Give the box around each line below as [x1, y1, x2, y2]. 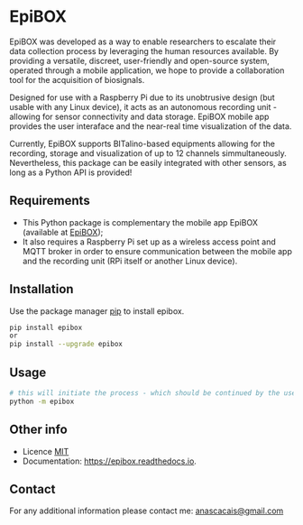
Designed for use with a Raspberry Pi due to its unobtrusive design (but [9, 92, 275, 103]
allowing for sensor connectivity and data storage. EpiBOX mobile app [9, 111, 270, 122]
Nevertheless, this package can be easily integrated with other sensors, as [9, 157, 287, 168]
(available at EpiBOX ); [22, 226, 104, 237]
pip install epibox [9, 323, 83, 332]
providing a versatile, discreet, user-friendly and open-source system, [9, 55, 271, 66]
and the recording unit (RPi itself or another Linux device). [22, 255, 238, 266]
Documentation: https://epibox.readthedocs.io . [22, 456, 197, 466]
